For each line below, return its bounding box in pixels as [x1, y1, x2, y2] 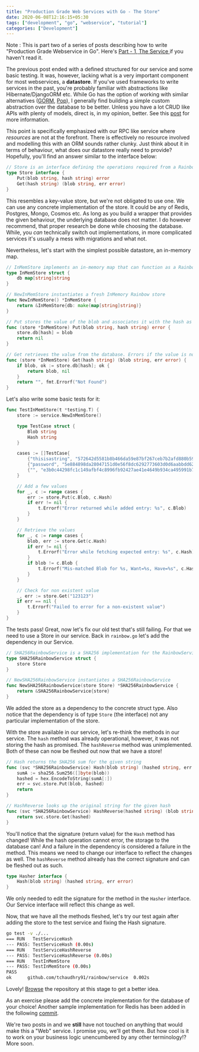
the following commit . [6, 1010, 59, 1016]
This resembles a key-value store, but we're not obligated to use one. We [6, 197, 185, 204]
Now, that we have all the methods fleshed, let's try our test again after [6, 912, 179, 920]
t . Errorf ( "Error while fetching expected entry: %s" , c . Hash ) [37, 549, 195, 555]
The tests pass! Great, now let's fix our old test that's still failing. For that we [6, 626, 191, 633]
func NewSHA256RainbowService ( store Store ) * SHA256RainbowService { [6, 683, 179, 689]
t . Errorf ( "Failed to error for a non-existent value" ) [27, 604, 166, 610]
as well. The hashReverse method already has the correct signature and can [6, 855, 190, 863]
